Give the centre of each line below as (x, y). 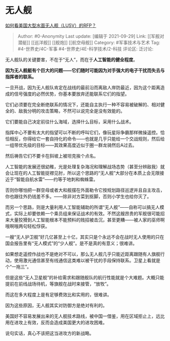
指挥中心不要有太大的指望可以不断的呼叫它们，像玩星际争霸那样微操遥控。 (83, 132)
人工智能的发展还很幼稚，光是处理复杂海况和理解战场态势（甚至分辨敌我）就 (85, 166)
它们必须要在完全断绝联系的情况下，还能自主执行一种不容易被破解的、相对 (83, 104)
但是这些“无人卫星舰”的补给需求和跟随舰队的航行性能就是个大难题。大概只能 (85, 277)
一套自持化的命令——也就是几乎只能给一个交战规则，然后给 (102, 139)
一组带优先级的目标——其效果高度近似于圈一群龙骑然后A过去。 (71, 145)
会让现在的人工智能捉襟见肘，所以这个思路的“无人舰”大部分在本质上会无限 (83, 173)
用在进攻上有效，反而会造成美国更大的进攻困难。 (56, 322)
